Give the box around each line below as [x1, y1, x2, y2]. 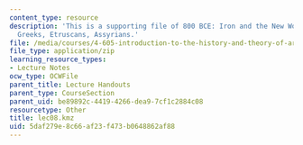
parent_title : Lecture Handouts [9, 80, 131, 89]
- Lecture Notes [9, 64, 70, 73]
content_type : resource [9, 13, 99, 23]
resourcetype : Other [9, 105, 87, 114]
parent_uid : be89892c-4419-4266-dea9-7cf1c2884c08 [9, 96, 204, 106]
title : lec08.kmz [9, 113, 75, 122]
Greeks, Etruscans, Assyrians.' [17, 30, 140, 39]
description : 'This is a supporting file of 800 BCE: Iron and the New [9, 22, 284, 31]
